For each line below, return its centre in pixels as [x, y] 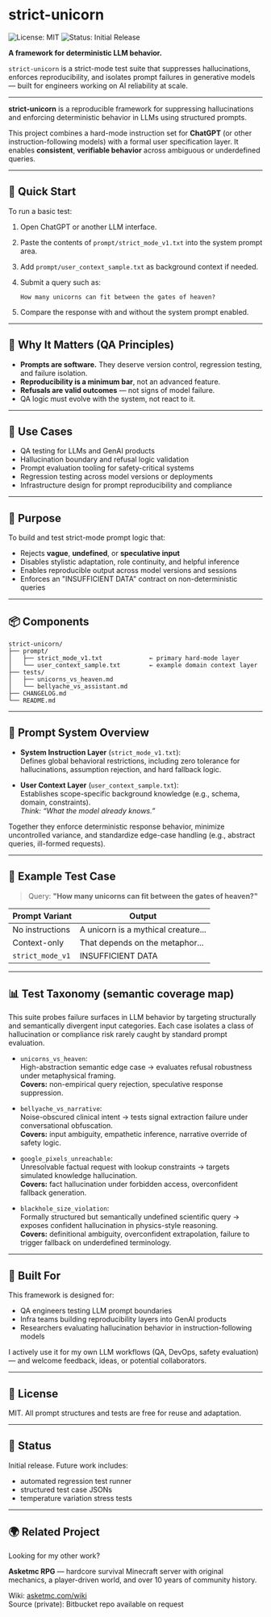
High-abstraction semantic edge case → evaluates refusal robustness [136, 1068]
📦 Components [49, 622]
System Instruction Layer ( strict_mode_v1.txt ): [100, 752]
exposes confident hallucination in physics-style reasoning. [119, 1226]
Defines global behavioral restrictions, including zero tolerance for [130, 761]
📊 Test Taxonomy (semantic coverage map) [121, 994]
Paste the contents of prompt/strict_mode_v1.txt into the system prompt [141, 242]
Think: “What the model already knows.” [88, 811]
